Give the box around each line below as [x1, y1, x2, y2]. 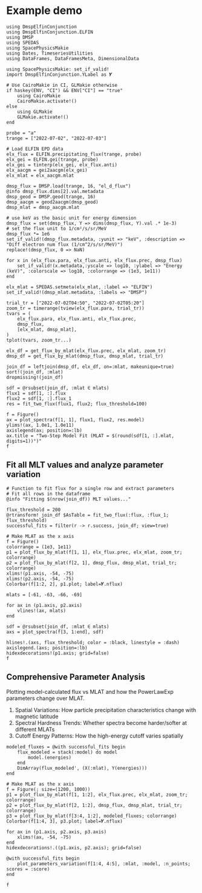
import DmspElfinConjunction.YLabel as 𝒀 [6, 71, 112, 78]
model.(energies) [28, 754, 71, 761]
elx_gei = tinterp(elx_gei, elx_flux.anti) [6, 161, 118, 168]
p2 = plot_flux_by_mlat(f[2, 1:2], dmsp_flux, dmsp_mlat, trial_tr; [6, 802, 183, 808]
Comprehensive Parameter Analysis [6, 672, 146, 682]
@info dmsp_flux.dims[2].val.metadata [6, 188, 104, 194]
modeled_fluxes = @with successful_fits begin [6, 744, 126, 750]
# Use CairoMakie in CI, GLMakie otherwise [6, 82, 118, 88]
